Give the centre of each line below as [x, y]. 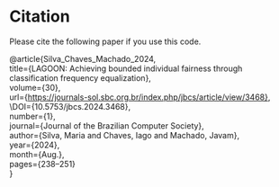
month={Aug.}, [37, 154]
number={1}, [32, 116]
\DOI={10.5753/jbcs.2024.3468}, [70, 106]
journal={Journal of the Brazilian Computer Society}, [107, 125]
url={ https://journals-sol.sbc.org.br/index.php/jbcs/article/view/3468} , [140, 97]
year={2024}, [35, 145]
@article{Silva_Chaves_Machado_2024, [83, 58]
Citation [40, 17]
